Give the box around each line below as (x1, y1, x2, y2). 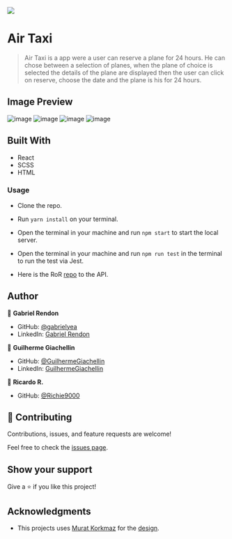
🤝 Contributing (7, 411, 72, 423)
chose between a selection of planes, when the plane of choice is (24, 61, 213, 69)
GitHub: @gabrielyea (17, 322, 78, 331)
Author (7, 290, 38, 303)
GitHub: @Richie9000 (17, 391, 80, 400)
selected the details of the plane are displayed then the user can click (24, 68, 224, 77)
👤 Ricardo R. (7, 377, 44, 386)
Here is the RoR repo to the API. (17, 270, 109, 278)
